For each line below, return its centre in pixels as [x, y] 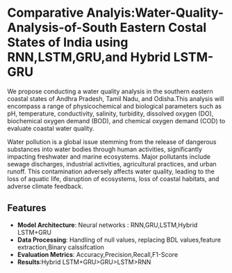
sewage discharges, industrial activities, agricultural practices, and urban [112, 164]
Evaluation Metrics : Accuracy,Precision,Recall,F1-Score [98, 254]
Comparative [45, 13]
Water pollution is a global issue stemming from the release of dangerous [112, 141]
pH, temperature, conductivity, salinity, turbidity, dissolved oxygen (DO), [110, 114]
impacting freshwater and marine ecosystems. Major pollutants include [109, 156]
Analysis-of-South [62, 28]
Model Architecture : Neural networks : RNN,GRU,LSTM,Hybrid [107, 225]
